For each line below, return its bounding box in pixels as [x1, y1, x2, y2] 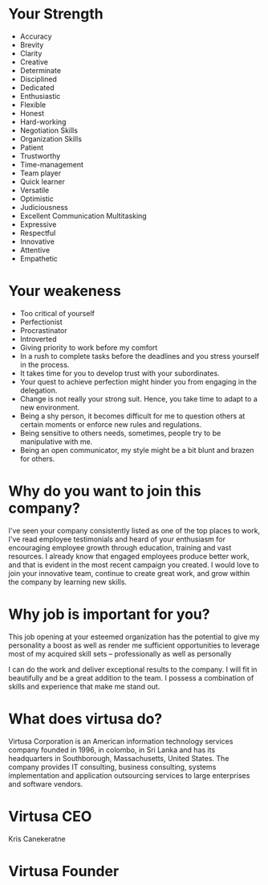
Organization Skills [19, 134, 83, 143]
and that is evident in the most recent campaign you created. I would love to [8, 560, 259, 570]
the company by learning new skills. [8, 577, 127, 587]
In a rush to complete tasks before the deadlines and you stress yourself [19, 351, 259, 360]
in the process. [19, 360, 70, 369]
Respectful [19, 228, 56, 237]
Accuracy [19, 31, 52, 41]
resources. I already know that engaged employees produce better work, [8, 551, 250, 561]
